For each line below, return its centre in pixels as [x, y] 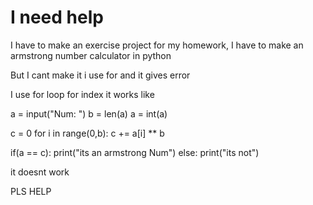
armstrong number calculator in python [91, 55]
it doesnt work [40, 172]
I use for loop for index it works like [82, 94]
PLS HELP [31, 191]
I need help [57, 17]
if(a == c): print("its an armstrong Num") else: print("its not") [135, 152]
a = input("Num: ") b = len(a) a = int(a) [89, 113]
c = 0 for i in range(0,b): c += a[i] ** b [87, 133]
